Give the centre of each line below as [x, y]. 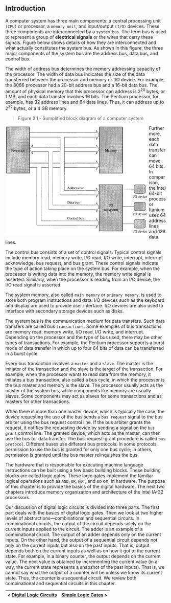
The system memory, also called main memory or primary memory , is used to [83, 295]
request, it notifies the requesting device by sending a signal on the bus [80, 428]
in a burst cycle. [22, 354]
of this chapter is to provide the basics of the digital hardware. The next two [85, 487]
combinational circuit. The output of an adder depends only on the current [83, 534]
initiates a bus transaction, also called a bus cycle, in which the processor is [85, 380]
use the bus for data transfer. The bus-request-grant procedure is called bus [86, 439]
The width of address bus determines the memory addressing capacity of [83, 69]
